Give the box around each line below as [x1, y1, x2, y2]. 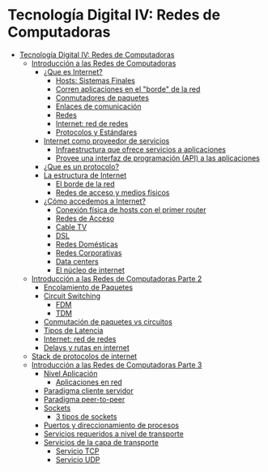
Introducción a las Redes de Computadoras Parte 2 [31, 273, 202, 283]
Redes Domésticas [55, 239, 118, 249]
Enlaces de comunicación [55, 101, 142, 111]
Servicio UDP [55, 454, 100, 464]
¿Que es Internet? [43, 67, 103, 76]
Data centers [55, 256, 99, 266]
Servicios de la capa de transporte [43, 437, 159, 447]
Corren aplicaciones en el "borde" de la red [55, 84, 201, 94]
